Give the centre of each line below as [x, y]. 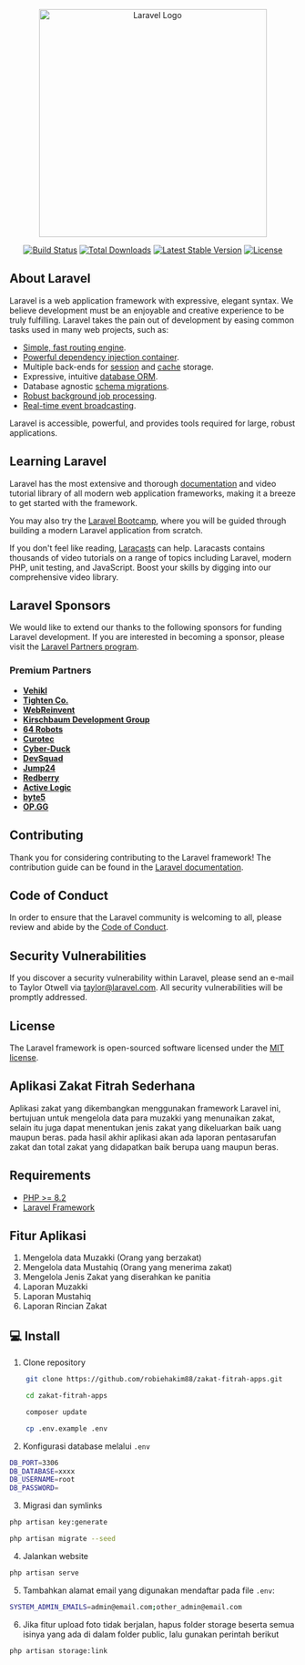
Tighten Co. [46, 700]
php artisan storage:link [58, 1650]
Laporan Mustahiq [56, 1297]
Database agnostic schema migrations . [96, 386]
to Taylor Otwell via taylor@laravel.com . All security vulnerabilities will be [147, 988]
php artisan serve [44, 1573]
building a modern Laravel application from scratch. [106, 530]
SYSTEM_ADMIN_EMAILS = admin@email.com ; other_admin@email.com [126, 1607]
